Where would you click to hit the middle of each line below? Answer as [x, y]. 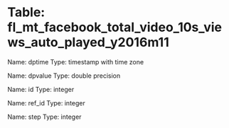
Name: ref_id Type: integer [46, 103]
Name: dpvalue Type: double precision [64, 76]
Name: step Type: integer [44, 117]
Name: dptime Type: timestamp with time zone [76, 62]
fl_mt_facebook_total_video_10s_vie [115, 27]
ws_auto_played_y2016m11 [88, 42]
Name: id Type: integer [41, 89]
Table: [26, 12]
